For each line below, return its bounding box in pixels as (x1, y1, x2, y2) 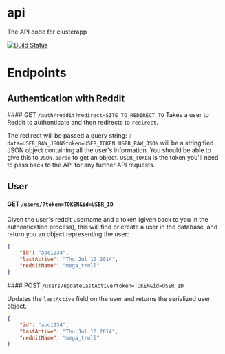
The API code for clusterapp (7, 28, 87, 36)
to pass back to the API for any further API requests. (7, 160, 156, 169)
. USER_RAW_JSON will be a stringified (114, 138, 214, 147)
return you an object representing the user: (7, 229, 129, 238)
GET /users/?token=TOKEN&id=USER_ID (7, 200, 114, 208)
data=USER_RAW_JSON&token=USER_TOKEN (7, 140, 116, 147)
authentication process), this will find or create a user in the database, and (7, 222, 218, 231)
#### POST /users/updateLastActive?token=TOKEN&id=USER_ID (7, 281, 184, 289)
